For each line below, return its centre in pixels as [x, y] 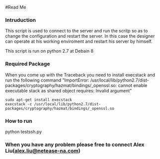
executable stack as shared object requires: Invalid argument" [69, 90]
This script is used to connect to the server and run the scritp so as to [77, 31]
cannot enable [133, 85]
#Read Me [16, 7]
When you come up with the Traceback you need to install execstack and [80, 75]
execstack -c [19, 104]
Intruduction [21, 20]
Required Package [28, 64]
